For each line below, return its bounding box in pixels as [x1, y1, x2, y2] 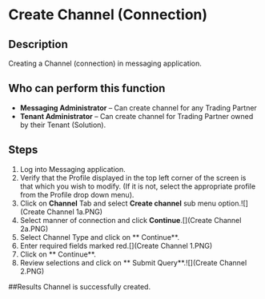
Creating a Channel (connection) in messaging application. [8, 58, 203, 68]
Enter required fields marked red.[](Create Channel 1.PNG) [19, 241, 213, 250]
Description [8, 38, 68, 51]
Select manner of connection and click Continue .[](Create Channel [19, 215, 242, 225]
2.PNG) [19, 266, 45, 276]
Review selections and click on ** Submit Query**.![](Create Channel [19, 257, 247, 267]
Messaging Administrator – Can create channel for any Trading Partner [19, 102, 258, 113]
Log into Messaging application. [19, 164, 126, 173]
